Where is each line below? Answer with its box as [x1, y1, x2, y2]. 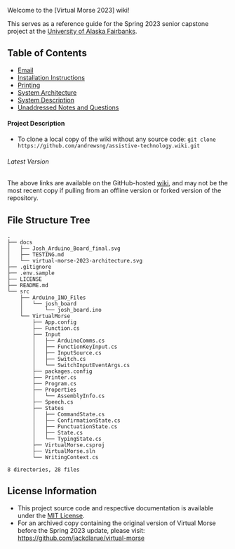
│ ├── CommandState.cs [32, 411, 105, 418]
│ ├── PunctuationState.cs [32, 423, 118, 430]
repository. [7, 194, 39, 202]
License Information [7, 485, 97, 497]
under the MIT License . [17, 511, 85, 520]
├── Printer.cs [32, 374, 77, 381]
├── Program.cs [32, 381, 77, 388]
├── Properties [32, 386, 77, 394]
